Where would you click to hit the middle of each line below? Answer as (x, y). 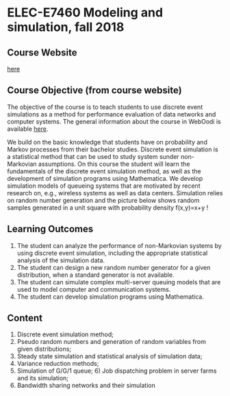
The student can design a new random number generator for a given (114, 267)
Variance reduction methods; (58, 364)
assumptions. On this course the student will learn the (114, 164)
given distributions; (44, 349)
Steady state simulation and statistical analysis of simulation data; (110, 356)
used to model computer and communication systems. (94, 289)
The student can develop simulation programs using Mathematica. (110, 297)
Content (25, 318)
